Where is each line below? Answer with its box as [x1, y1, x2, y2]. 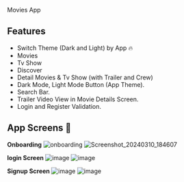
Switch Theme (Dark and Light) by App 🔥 [16, 44, 133, 52]
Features [7, 25, 46, 37]
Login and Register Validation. [16, 102, 101, 110]
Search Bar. [16, 88, 50, 96]
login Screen [7, 153, 44, 161]
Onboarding [7, 140, 42, 148]
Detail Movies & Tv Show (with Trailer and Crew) [16, 73, 154, 81]
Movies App [7, 6, 41, 14]
